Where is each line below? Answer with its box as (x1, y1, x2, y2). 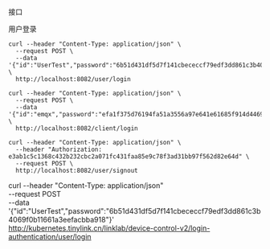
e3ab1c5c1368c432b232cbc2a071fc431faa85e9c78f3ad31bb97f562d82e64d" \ (8, 153, 250, 161)
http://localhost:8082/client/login (15, 124, 138, 133)
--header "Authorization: (15, 145, 103, 153)
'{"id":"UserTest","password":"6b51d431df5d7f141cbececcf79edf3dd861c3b (8, 206, 261, 215)
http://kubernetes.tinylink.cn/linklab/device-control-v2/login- (8, 223, 211, 233)
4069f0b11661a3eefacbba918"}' (8, 215, 115, 224)
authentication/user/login (8, 232, 92, 241)
